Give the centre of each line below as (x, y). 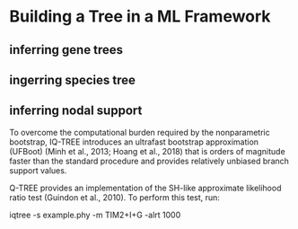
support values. (38, 170)
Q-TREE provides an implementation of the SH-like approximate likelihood (145, 188)
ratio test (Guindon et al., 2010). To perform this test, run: (114, 197)
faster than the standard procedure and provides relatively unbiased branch (149, 161)
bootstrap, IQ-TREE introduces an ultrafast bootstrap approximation (134, 142)
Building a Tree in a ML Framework (140, 17)
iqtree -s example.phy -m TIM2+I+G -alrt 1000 (95, 215)
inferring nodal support (76, 111)
